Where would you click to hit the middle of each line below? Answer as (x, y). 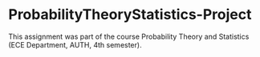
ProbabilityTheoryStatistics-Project (130, 15)
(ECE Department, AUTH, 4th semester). (75, 44)
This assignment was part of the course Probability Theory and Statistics (129, 36)
